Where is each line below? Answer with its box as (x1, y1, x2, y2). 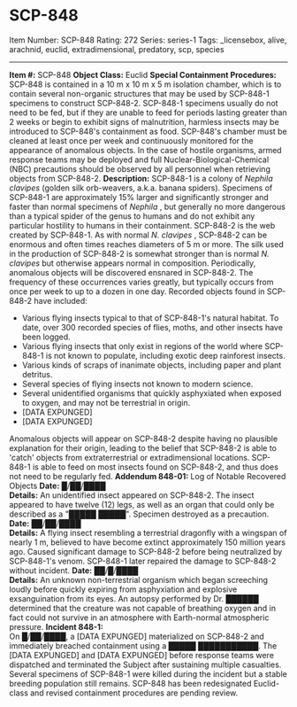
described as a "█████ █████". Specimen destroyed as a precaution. (9, 509, 270, 519)
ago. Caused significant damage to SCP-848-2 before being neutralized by (9, 546, 283, 556)
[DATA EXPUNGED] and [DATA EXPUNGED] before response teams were (9, 649, 274, 660)
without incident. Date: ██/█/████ (9, 564, 139, 576)
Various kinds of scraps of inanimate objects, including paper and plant (21, 360, 282, 370)
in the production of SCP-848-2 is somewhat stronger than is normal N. (9, 248, 270, 259)
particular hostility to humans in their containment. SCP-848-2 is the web (9, 220, 276, 230)
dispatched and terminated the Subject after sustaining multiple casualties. (9, 659, 282, 670)
